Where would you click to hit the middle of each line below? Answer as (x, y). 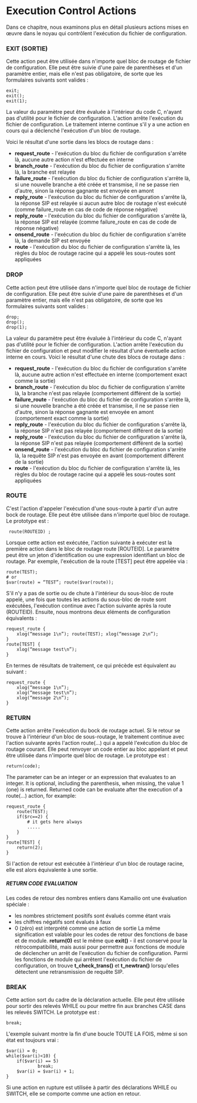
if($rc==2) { (33, 817)
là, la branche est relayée (45, 172)
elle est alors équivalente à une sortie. (52, 870)
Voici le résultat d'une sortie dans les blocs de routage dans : (80, 142)
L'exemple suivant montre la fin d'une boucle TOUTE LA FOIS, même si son (97, 1034)
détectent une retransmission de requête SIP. (69, 972)
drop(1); (17, 327)
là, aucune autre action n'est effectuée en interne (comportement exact (101, 375)
